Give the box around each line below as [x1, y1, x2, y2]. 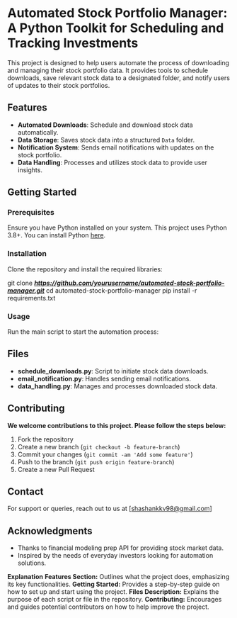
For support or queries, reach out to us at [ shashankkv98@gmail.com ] [7, 505, 212, 513]
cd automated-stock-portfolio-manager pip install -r [45, 286, 197, 295]
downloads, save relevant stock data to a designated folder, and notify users [7, 73, 230, 82]
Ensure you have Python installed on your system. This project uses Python [7, 223, 228, 232]
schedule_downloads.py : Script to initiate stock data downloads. [17, 366, 209, 375]
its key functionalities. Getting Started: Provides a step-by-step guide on [7, 580, 220, 589]
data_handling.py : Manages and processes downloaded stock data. [17, 381, 218, 391]
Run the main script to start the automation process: [7, 327, 159, 336]
